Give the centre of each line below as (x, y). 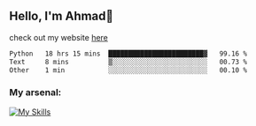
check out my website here (59, 37)
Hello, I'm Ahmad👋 (62, 16)
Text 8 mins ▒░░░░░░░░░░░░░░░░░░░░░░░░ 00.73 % (128, 62)
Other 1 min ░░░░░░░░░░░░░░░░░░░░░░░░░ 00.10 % (128, 70)
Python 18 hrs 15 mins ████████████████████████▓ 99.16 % (128, 54)
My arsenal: (35, 93)
